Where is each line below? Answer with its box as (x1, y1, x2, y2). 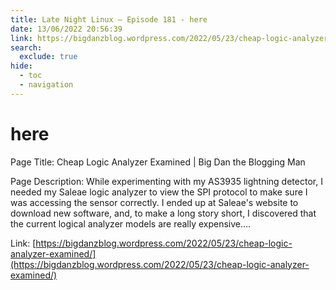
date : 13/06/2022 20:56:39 (10, 24, 123, 34)
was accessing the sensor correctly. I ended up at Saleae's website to (10, 196, 299, 208)
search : (10, 42, 43, 53)
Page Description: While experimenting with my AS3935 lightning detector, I (10, 175, 323, 187)
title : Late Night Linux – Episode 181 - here (10, 14, 208, 25)
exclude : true (19, 52, 78, 62)
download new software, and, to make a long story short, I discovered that (10, 207, 317, 219)
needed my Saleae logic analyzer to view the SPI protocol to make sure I (10, 186, 308, 198)
